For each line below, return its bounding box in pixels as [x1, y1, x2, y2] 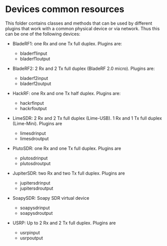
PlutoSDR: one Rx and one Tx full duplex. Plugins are [12, 145, 121, 151]
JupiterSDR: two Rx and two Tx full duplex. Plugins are [12, 170, 125, 176]
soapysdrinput [20, 205, 50, 211]
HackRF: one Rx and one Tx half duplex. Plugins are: [12, 90, 121, 96]
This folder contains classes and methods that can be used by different [5, 20, 152, 26]
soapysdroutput [20, 210, 53, 216]
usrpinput [20, 229, 40, 235]
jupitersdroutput [20, 185, 54, 191]
